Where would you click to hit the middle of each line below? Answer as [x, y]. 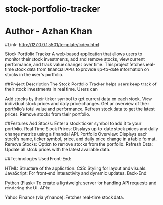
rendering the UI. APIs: [28, 188]
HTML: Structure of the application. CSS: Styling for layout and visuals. [76, 168]
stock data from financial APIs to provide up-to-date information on [82, 69]
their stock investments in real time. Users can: [52, 89]
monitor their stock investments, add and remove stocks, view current [75, 59]
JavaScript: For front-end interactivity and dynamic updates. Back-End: [76, 173]
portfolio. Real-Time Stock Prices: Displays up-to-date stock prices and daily [81, 129]
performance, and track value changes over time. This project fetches [75, 65]
